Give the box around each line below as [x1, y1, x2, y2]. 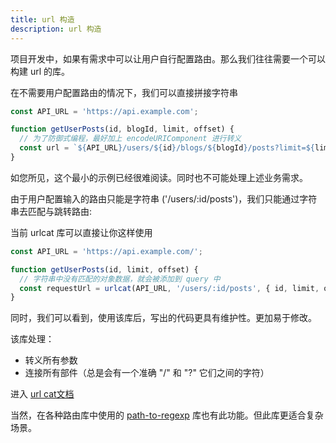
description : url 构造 [10, 24, 102, 34]
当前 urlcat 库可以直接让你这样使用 [10, 226, 153, 238]
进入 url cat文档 [10, 388, 75, 400]
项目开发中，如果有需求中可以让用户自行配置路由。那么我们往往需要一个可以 [10, 52, 326, 65]
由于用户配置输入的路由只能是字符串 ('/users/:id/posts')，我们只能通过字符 [10, 192, 318, 205]
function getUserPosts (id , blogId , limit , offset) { [10, 124, 235, 135]
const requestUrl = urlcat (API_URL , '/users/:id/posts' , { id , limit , [19, 283, 320, 293]
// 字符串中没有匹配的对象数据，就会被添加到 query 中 [19, 274, 221, 284]
